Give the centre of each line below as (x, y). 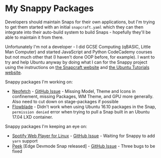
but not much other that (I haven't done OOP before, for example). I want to (80, 57)
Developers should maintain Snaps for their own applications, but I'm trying (80, 22)
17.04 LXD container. (32, 117)
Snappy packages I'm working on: (39, 82)
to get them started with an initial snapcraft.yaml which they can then (74, 27)
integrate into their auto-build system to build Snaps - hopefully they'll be (78, 32)
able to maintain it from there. (34, 37)
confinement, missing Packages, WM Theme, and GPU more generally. (83, 96)
